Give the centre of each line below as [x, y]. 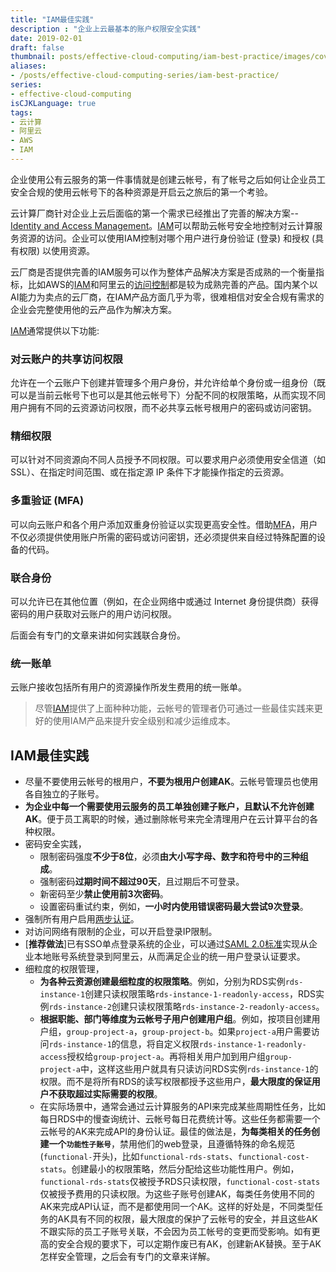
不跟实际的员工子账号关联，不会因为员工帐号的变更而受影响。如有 [175, 1232]
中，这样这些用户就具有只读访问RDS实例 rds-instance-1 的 [199, 1069]
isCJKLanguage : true [53, 103]
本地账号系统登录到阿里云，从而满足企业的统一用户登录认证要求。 [169, 957]
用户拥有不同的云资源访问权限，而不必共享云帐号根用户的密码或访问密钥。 [163, 408]
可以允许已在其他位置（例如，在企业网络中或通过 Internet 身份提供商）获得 [165, 602]
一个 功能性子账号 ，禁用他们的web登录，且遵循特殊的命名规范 [171, 1144]
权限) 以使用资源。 [57, 250]
